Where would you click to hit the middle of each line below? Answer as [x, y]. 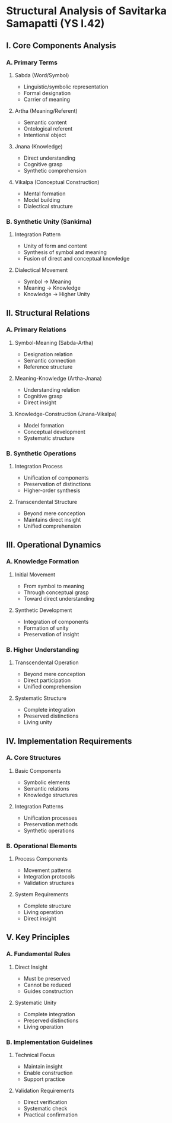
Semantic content [45, 122]
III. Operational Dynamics [54, 545]
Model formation [44, 425]
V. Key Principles [38, 937]
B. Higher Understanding [43, 649]
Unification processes [50, 818]
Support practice [44, 1079]
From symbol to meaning [54, 586]
